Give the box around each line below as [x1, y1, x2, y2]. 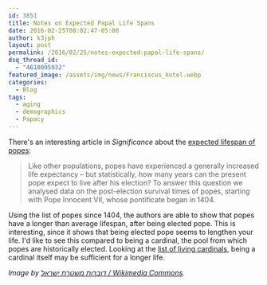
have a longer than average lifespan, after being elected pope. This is [8, 218, 237, 228]
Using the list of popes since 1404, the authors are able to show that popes [8, 210, 255, 220]
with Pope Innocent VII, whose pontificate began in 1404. [27, 194, 216, 204]
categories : [8, 78, 48, 86]
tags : [8, 93, 26, 101]
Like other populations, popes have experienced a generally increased [27, 161, 259, 170]
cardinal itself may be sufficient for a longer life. [8, 252, 165, 262]
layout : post [8, 41, 52, 49]
